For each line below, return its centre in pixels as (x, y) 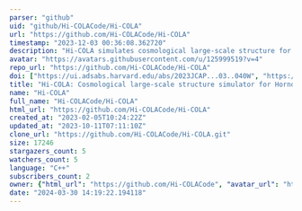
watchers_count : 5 (44, 159)
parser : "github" (42, 18)
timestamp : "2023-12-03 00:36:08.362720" (88, 43)
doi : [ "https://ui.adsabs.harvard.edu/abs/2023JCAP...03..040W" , (134, 76)
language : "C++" (40, 168)
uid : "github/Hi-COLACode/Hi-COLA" (76, 26)
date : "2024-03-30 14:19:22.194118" (78, 193)
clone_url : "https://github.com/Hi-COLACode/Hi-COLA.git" (120, 135)
